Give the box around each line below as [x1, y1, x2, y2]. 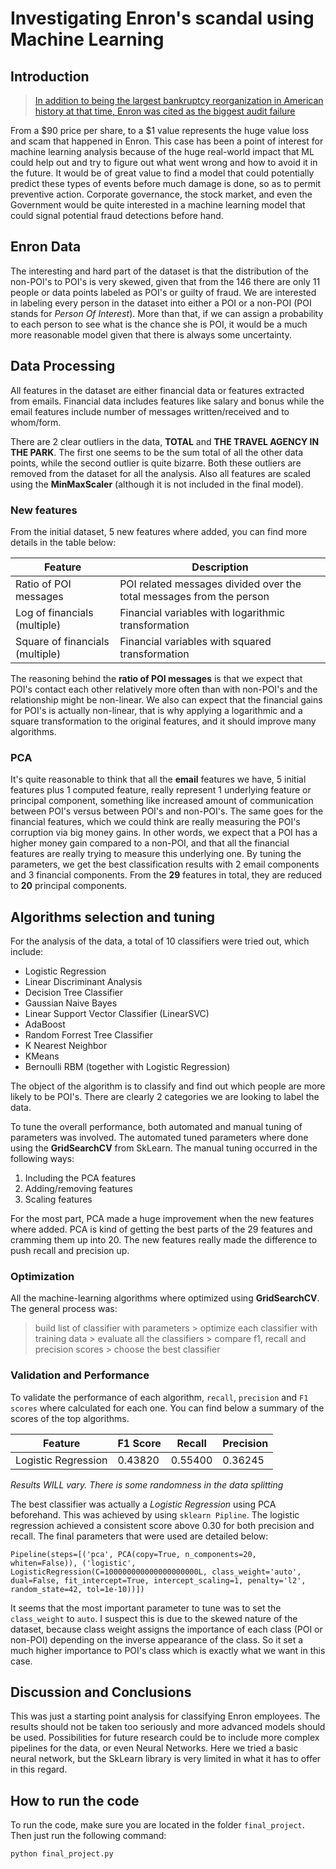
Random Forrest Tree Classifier [24, 1029, 153, 1041]
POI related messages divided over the [119, 577, 302, 591]
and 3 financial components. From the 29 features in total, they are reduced [10, 869, 323, 881]
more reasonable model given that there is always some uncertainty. [10, 328, 292, 341]
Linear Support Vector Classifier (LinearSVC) [24, 1008, 210, 1020]
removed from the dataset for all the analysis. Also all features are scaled [10, 467, 312, 479]
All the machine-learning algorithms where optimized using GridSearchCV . [10, 1292, 320, 1304]
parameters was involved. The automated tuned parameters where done [10, 1132, 309, 1144]
